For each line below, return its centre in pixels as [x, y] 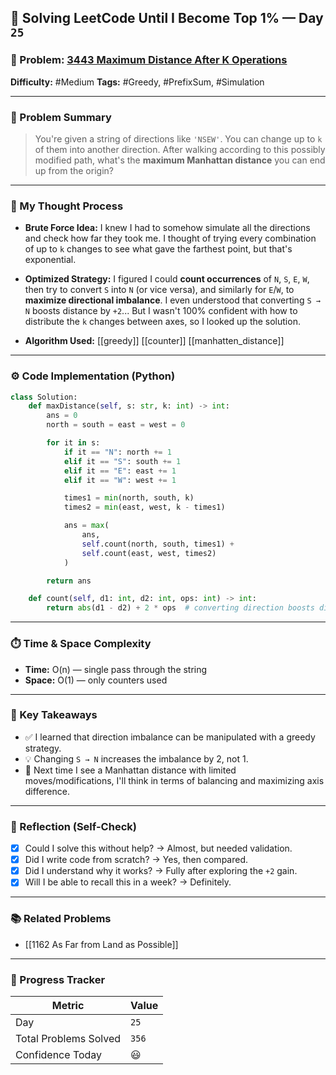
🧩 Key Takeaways [54, 715]
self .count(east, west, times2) [149, 553]
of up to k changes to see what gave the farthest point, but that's [158, 249]
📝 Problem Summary [61, 117]
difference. [47, 791]
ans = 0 [62, 416]
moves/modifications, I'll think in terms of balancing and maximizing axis [174, 780]
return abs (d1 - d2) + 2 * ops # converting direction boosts [180, 608]
